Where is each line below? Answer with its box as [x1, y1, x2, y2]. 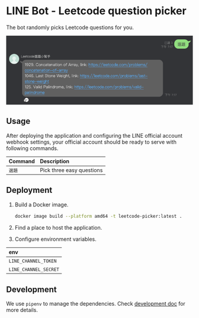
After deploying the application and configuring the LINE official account [6, 132, 182, 139]
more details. [6, 307, 38, 314]
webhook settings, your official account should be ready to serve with [6, 138, 176, 145]
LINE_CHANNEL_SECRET [8, 266, 60, 272]
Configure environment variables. [14, 236, 97, 243]
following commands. [6, 144, 59, 152]
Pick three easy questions [40, 166, 103, 173]
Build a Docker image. [14, 201, 69, 208]
